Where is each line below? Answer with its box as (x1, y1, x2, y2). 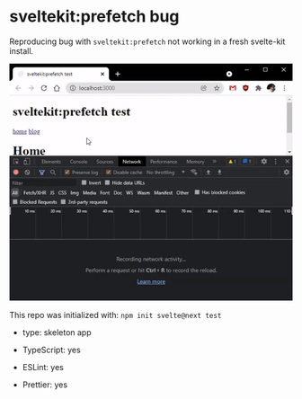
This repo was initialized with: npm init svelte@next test (9, 310, 222, 321)
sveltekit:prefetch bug (9, 6, 180, 27)
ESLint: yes (22, 362, 65, 373)
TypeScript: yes (22, 344, 81, 356)
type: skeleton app (22, 327, 92, 338)
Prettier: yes (22, 379, 68, 390)
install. (9, 45, 34, 56)
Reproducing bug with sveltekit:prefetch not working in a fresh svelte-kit (9, 36, 286, 47)
